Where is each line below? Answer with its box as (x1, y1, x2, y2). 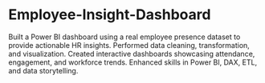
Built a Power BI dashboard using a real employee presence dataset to (8, 32, 241, 41)
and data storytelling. (8, 65, 79, 75)
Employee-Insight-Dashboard (8, 6, 211, 24)
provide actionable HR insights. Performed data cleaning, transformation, (8, 40, 251, 49)
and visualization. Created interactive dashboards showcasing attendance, (8, 49, 255, 58)
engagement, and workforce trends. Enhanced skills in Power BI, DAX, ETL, (8, 57, 258, 67)
